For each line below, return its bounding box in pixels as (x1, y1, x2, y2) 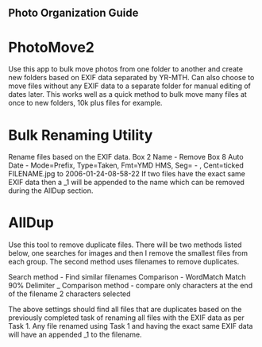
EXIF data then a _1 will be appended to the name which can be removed (8, 178, 245, 187)
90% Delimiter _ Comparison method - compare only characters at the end (8, 281, 252, 291)
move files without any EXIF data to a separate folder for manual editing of (8, 81, 252, 91)
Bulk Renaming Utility (8, 126, 153, 144)
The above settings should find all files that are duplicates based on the (8, 305, 242, 314)
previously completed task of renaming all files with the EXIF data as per (8, 313, 245, 322)
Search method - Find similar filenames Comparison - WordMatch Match (8, 272, 246, 282)
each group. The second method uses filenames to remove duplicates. (8, 257, 240, 267)
